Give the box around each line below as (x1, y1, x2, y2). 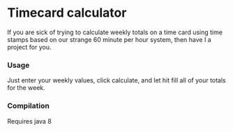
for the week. (7, 84, 45, 92)
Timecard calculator (7, 5, 127, 21)
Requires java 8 (7, 117, 52, 125)
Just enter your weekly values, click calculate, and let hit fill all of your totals (7, 76, 227, 85)
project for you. (7, 43, 52, 51)
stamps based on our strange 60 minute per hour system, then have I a (7, 35, 211, 43)
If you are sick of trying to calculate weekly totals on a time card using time (7, 28, 223, 36)
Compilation (7, 101, 50, 111)
